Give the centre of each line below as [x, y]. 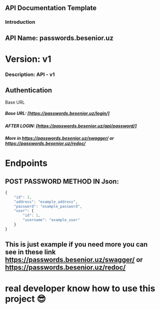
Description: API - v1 [30, 74]
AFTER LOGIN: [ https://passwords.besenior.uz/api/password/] [71, 126]
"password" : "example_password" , [48, 206]
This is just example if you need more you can [77, 244]
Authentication [29, 90]
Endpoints [26, 163]
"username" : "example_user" [51, 220]
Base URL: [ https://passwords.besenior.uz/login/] [57, 113]
